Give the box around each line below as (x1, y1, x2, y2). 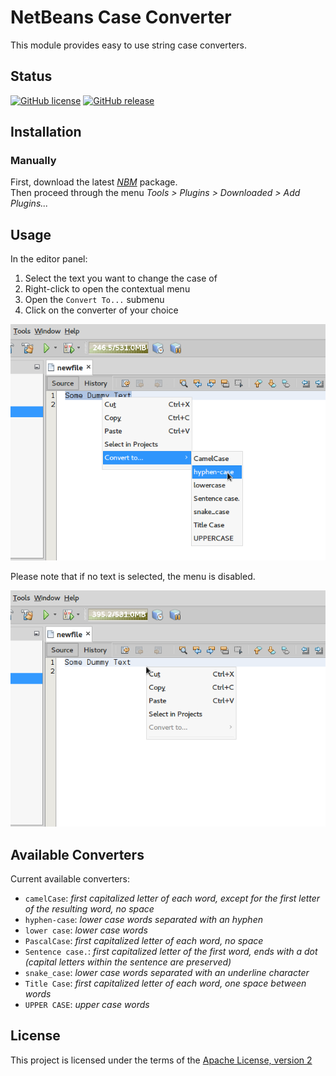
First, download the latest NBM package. (10, 176, 178, 188)
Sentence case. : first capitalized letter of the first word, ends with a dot (24, 946, 318, 958)
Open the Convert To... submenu (24, 294, 165, 306)
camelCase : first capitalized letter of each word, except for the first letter (24, 892, 321, 905)
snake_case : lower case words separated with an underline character (24, 967, 310, 979)
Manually (10, 154, 57, 168)
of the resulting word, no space (24, 903, 155, 915)
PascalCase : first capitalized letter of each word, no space (24, 935, 264, 947)
